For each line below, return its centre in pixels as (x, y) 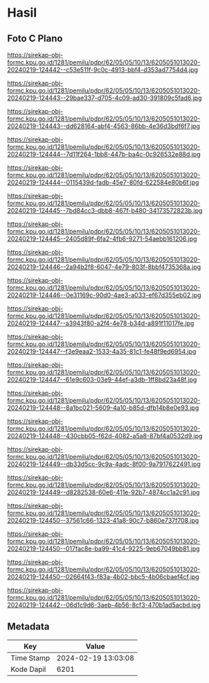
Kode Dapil (28, 669)
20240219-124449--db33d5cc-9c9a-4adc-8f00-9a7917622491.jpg (104, 464)
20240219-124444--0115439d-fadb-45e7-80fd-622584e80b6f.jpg (103, 182)
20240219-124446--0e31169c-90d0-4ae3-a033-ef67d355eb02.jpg (104, 295)
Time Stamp (30, 658)
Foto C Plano (35, 38)
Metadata (28, 626)
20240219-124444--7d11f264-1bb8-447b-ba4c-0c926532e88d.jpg (104, 154)
